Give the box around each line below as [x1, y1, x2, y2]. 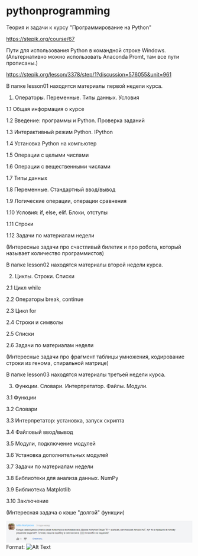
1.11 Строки [6, 220, 34, 227]
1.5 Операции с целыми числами [6, 151, 89, 158]
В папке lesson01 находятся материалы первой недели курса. [6, 82, 163, 90]
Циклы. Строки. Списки [14, 272, 75, 279]
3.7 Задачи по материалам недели [6, 463, 93, 470]
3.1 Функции [6, 393, 37, 401]
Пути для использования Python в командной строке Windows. [6, 46, 167, 54]
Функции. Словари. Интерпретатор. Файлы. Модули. [14, 382, 148, 389]
